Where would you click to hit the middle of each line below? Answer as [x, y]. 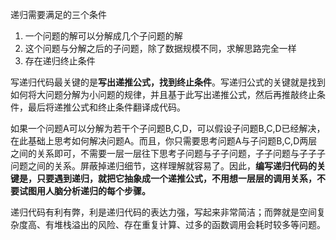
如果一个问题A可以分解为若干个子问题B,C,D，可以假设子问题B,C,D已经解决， [168, 128]
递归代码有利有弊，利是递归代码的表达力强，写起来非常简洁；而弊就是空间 [163, 212]
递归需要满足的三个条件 [58, 14]
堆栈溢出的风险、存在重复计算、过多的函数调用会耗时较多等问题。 [189, 224]
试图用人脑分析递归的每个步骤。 [84, 191]
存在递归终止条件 [60, 61]
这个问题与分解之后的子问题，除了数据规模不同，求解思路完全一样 [160, 48]
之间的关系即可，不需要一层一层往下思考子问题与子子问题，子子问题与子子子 [168, 153]
